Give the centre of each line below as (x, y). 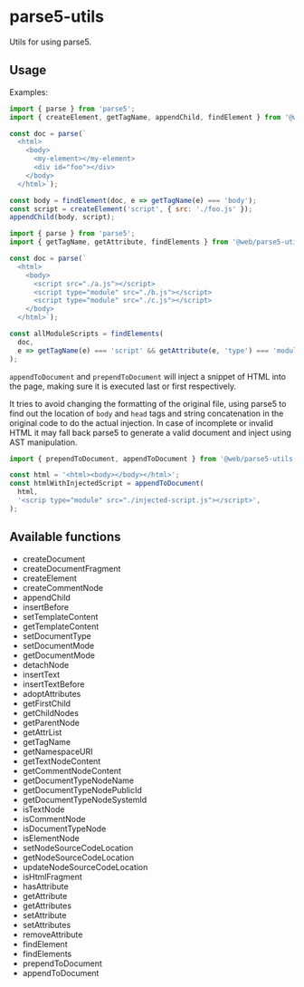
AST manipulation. (44, 442)
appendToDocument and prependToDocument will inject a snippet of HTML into (148, 376)
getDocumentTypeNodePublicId (82, 789)
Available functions (65, 537)
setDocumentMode (58, 645)
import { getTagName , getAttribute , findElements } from (119, 242)
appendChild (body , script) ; (62, 218)
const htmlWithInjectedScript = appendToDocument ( (107, 484)
